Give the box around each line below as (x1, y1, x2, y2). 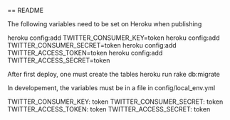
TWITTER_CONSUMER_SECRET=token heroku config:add (7, 41, 177, 49)
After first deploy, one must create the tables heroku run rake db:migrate (7, 70, 221, 78)
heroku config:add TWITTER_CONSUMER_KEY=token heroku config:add (7, 33, 220, 42)
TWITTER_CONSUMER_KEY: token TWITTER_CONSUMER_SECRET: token (7, 97, 224, 106)
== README (7, 6, 44, 14)
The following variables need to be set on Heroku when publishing (7, 20, 202, 28)
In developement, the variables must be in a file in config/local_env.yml (7, 84, 216, 92)
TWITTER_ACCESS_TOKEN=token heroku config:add (7, 49, 163, 57)
